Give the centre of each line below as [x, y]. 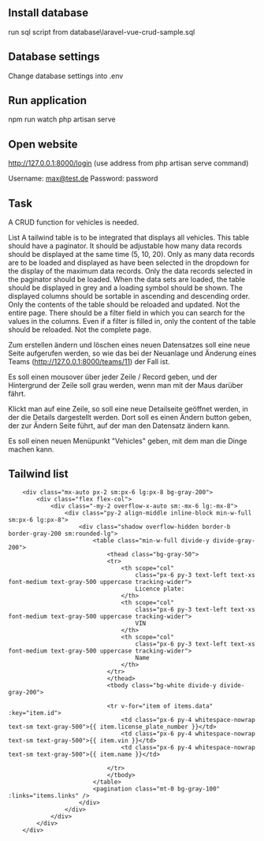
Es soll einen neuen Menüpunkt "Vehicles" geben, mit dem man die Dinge [128, 441]
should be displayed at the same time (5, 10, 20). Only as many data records [131, 255]
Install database [48, 13]
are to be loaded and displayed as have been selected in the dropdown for [129, 262]
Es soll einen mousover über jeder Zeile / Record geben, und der [113, 377]
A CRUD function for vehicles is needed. [74, 222]
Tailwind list [38, 474]
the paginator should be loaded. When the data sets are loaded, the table [127, 280]
